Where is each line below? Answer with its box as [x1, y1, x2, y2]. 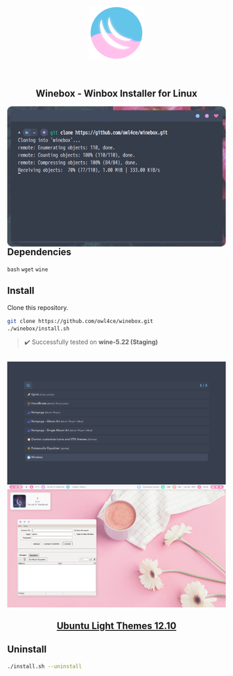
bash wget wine [7, 266, 49, 273]
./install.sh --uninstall [7, 663, 82, 670]
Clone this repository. [7, 303, 69, 311]
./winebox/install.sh [7, 325, 70, 332]
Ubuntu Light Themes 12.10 [56, 620, 177, 632]
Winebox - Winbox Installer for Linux [35, 88, 198, 99]
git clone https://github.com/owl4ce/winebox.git [7, 318, 154, 324]
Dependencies [7, 246, 71, 258]
